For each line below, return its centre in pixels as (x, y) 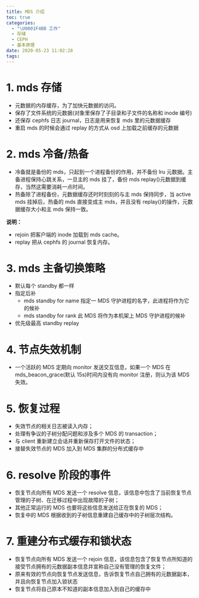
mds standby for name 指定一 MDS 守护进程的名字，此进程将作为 (104, 301)
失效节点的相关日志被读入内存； (54, 426)
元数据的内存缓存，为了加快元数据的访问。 (67, 105)
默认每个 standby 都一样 (44, 286)
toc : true (18, 17)
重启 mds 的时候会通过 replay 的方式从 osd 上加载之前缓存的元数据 (97, 128)
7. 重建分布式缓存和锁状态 (69, 542)
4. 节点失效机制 (44, 349)
